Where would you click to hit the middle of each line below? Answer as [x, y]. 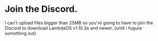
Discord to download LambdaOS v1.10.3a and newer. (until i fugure [73, 28]
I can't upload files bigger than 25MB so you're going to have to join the [79, 23]
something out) [20, 33]
